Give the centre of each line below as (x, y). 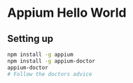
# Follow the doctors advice (50, 74)
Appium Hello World (67, 13)
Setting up (30, 39)
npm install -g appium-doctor (51, 61)
